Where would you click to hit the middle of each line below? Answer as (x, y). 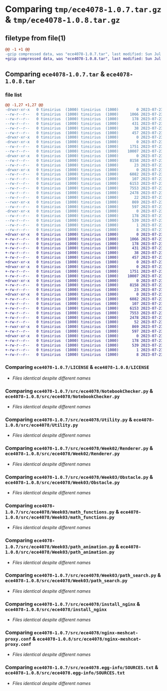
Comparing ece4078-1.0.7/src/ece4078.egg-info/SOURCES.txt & (82, 668)
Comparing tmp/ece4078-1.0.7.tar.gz (83, 9)
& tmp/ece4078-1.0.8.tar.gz (63, 20)
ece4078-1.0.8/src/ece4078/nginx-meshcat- (89, 639)
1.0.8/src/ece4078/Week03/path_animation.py (60, 552)
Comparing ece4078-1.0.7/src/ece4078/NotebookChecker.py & (79, 391)
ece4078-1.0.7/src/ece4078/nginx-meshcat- (86, 633)
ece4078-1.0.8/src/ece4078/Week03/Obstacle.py (63, 482)
